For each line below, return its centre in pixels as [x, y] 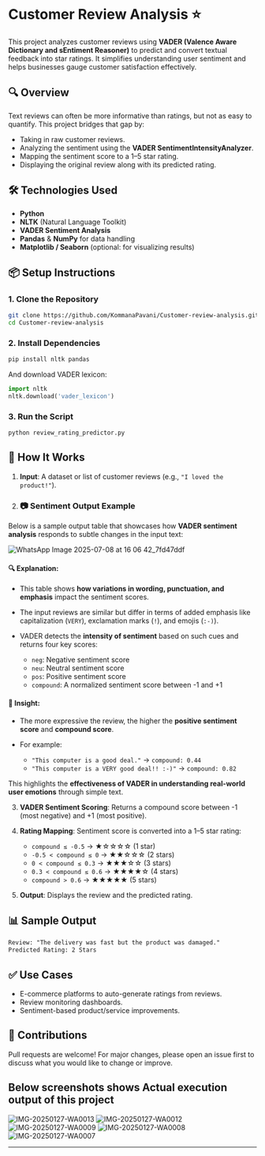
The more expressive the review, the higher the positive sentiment [128, 721]
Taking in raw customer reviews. [72, 139]
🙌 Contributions [48, 1036]
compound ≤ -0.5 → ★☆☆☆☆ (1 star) [93, 846]
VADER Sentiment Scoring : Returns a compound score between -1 [129, 807]
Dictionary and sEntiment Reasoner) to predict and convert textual [118, 50]
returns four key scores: [59, 644]
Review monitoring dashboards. [71, 1002]
